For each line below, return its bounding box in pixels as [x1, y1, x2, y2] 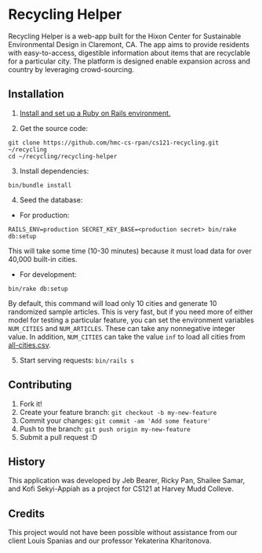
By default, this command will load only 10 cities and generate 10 [8, 298, 217, 307]
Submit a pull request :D [19, 432, 98, 442]
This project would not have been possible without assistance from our [8, 528, 238, 537]
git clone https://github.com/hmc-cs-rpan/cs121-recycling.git [8, 139, 220, 147]
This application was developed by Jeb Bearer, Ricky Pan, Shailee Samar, [8, 476, 246, 486]
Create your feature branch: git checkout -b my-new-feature [19, 407, 217, 417]
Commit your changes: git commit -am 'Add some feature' [19, 416, 212, 425]
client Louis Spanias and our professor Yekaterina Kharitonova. [8, 536, 212, 546]
